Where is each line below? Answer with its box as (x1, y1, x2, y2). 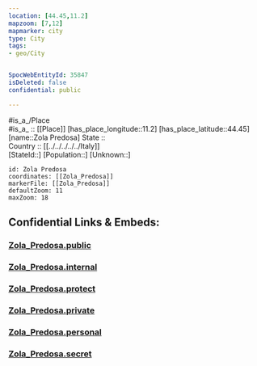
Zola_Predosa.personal (8, 326, 103, 338)
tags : (8, 42, 27, 50)
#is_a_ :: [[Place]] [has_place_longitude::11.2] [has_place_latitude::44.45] (8, 124, 251, 133)
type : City (8, 34, 45, 43)
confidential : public (8, 86, 82, 94)
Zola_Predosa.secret (8, 348, 92, 360)
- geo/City (8, 49, 45, 57)
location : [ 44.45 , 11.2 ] (8, 11, 89, 20)
